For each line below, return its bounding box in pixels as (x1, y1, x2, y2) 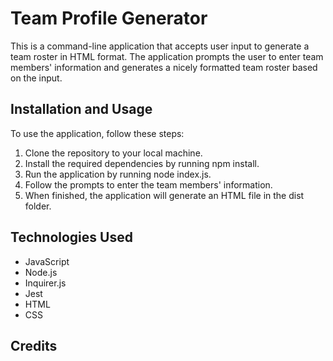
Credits (10, 337, 58, 354)
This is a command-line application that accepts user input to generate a (10, 40, 310, 52)
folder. (24, 200, 52, 212)
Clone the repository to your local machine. (24, 147, 203, 159)
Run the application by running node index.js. (24, 168, 212, 180)
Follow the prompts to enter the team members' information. (24, 178, 273, 191)
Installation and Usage (10, 101, 153, 118)
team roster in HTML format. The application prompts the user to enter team (10, 50, 324, 62)
